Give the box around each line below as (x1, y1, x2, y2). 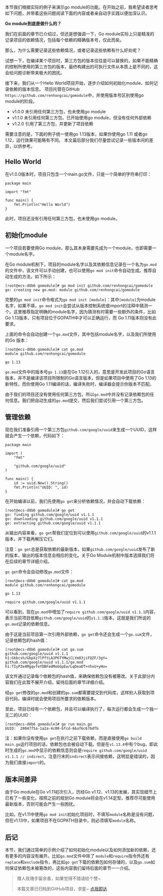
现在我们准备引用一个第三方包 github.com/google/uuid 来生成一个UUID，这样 (5, 427, 157, 432)
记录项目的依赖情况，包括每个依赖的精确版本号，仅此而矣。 (5, 37, 124, 43)
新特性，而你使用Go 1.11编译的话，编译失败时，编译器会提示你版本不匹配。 (5, 381, 154, 387)
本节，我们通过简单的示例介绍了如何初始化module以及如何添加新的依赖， (5, 847, 152, 853)
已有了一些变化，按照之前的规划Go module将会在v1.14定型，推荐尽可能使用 (5, 795, 155, 801)
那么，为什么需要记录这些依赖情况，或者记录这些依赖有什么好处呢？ (5, 48, 141, 53)
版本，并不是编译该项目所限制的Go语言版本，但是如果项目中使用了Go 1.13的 (5, 375, 157, 380)
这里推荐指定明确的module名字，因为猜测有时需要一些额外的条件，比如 (13, 309, 156, 314)
